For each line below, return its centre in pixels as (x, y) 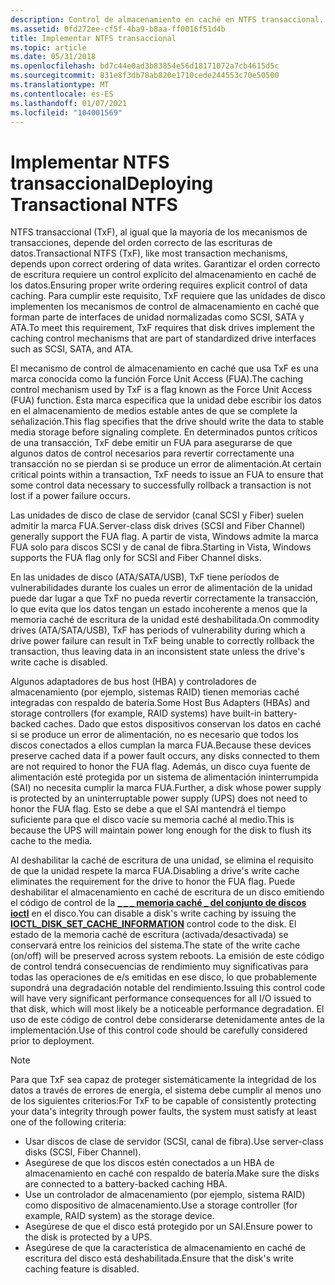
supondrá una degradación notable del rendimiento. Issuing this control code (168, 988)
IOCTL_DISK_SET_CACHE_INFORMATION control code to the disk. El (153, 924)
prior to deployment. (52, 1041)
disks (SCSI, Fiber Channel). (83, 1152)
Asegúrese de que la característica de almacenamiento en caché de (165, 1248)
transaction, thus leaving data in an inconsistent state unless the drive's (157, 652)
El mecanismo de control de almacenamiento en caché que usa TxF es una (164, 368)
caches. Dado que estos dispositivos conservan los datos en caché (182, 724)
